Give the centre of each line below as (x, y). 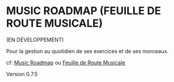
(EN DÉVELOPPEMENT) (35, 40)
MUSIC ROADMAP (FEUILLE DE (84, 11)
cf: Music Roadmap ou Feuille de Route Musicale (66, 63)
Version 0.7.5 (22, 74)
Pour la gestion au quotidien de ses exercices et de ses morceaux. (88, 51)
